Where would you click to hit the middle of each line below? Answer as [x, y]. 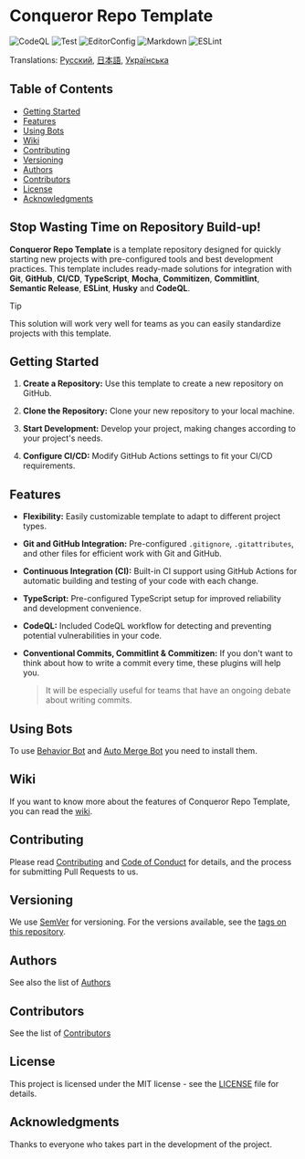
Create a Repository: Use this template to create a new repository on [153, 383]
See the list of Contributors [60, 1033]
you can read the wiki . [51, 811]
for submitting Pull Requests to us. [74, 872]
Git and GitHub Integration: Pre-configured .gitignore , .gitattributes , [158, 544]
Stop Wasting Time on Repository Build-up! [136, 228]
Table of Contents [62, 89]
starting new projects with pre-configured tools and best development [142, 259]
